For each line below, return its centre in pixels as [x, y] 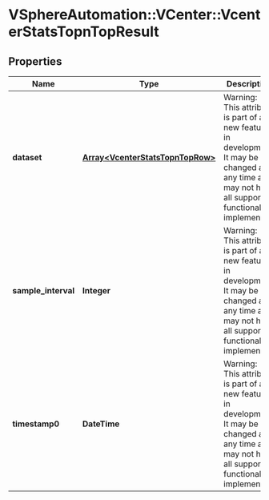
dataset [27, 157]
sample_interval [44, 290]
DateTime [101, 424]
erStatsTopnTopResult [84, 32]
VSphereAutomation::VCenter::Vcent [134, 15]
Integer [96, 290]
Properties [35, 61]
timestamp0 [36, 424]
